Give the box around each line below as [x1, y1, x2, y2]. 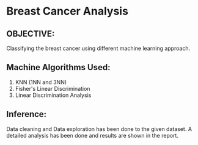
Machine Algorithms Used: [6, 62, 111, 72]
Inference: [6, 109, 47, 119]
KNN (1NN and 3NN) [15, 78, 67, 86]
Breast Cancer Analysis [6, 4, 128, 18]
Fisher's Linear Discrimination [15, 85, 90, 92]
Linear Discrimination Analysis [15, 91, 92, 99]
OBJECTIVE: [6, 29, 55, 39]
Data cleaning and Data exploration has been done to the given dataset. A [6, 125, 193, 132]
